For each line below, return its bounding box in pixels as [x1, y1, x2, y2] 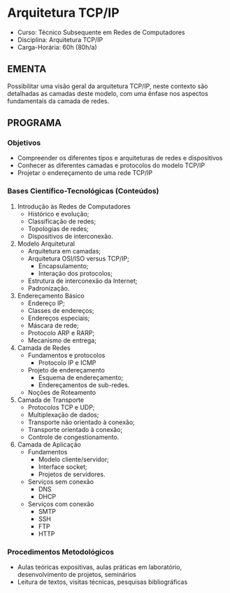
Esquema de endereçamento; [38, 373, 124, 382]
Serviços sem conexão [27, 477, 94, 486]
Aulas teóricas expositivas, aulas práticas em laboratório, [17, 563, 182, 571]
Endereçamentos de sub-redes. [38, 380, 130, 389]
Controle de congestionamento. [27, 433, 120, 441]
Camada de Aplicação [17, 440, 82, 449]
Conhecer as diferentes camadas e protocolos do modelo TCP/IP [17, 161, 205, 169]
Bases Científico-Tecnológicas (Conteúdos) [7, 186, 159, 196]
